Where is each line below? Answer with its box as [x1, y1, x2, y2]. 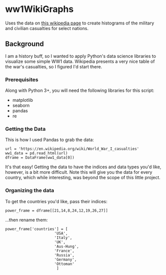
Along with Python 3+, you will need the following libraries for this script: [5, 87, 155, 93]
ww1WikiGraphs [5, 3, 74, 15]
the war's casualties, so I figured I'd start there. [5, 63, 102, 69]
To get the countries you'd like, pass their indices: [5, 198, 108, 204]
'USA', [54, 231, 68, 236]
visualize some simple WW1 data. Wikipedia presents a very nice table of [5, 58, 155, 64]
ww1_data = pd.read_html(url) [5, 151, 68, 156]
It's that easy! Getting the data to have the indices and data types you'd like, [5, 164, 162, 170]
